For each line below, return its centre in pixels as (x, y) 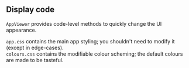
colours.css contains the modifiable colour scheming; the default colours (94, 54)
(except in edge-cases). (35, 47)
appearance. (21, 30)
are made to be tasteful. (35, 60)
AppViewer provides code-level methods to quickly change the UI (84, 23)
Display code (30, 10)
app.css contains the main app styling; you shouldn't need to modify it (90, 41)
